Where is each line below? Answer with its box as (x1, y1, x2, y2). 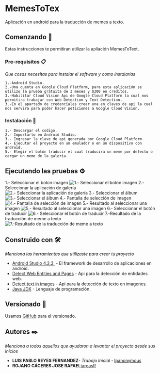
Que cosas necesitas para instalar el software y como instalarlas (5, 71, 136, 77)
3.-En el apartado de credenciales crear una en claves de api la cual (5, 102, 153, 107)
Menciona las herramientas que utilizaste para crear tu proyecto (5, 251, 134, 257)
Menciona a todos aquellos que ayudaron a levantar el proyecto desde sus (5, 343, 156, 349)
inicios (5, 348, 18, 354)
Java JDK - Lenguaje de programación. (12, 286, 91, 292)
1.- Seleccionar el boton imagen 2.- (5, 180, 144, 186)
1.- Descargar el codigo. (5, 128, 57, 133)
